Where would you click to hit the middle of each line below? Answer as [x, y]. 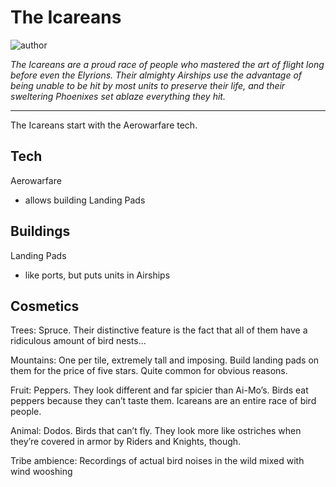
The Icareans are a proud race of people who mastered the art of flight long [167, 64]
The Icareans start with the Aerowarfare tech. [104, 125]
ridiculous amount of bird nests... [78, 341]
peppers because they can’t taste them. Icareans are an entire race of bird [163, 401]
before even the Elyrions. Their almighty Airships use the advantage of [156, 75]
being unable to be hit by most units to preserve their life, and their [148, 85]
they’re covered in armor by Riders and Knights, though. [126, 442]
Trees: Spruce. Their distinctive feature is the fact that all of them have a [159, 330]
